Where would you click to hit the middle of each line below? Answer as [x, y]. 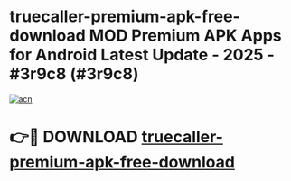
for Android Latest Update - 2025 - [142, 55]
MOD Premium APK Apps [185, 36]
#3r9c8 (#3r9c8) [74, 74]
